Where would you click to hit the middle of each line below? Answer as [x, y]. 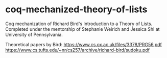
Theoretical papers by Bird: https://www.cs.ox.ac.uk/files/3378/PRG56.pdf [84, 44]
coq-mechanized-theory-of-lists [76, 9]
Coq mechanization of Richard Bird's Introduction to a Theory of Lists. [79, 24]
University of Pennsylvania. [34, 34]
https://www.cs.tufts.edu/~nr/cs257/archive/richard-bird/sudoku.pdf [77, 50]
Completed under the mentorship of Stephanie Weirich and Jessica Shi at [82, 29]
